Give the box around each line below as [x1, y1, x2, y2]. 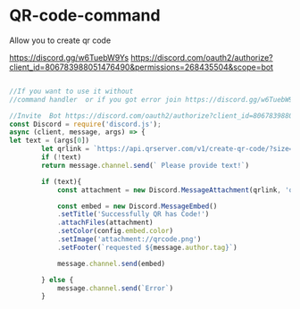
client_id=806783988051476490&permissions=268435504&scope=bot [9, 62, 274, 72]
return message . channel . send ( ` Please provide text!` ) [41, 161, 250, 170]
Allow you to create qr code [9, 35, 112, 46]
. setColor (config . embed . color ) [56, 227, 174, 236]
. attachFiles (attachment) [56, 218, 154, 228]
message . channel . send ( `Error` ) [56, 283, 174, 293]
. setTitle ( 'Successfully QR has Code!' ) [56, 210, 210, 219]
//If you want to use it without [9, 87, 134, 96]
